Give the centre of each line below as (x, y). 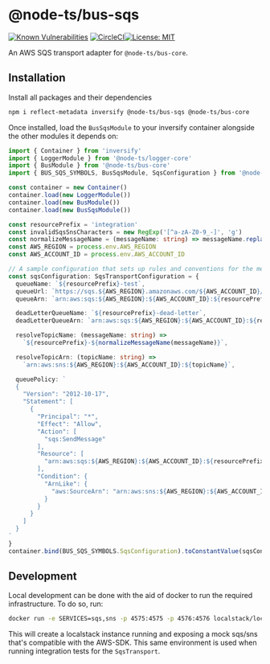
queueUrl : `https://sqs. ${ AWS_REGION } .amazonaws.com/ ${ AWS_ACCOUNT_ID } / (140, 291)
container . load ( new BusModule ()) (64, 203)
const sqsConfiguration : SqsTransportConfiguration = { (104, 276)
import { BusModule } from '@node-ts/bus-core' (90, 166)
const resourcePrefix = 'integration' (73, 224)
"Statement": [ (48, 402)
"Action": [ (57, 432)
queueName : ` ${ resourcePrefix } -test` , (81, 284)
